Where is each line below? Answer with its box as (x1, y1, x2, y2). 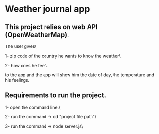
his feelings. (5, 77, 30, 83)
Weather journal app (5, 3, 90, 15)
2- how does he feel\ (5, 63, 47, 68)
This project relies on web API (5, 23, 98, 31)
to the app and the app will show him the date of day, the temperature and (5, 72, 155, 78)
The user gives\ (5, 44, 37, 49)
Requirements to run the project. (5, 91, 107, 100)
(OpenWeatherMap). (5, 30, 69, 39)
